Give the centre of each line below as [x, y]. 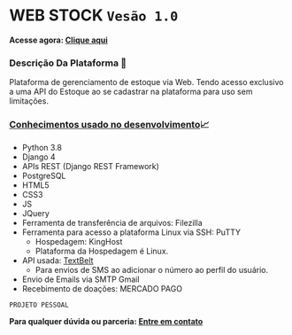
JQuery [36, 213]
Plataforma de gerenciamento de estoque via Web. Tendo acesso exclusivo [146, 82]
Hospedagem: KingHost [79, 241]
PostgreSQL [44, 175]
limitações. [29, 101]
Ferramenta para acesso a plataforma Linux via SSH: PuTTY [131, 232]
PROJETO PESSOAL [39, 305]
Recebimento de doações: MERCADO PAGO [102, 288]
